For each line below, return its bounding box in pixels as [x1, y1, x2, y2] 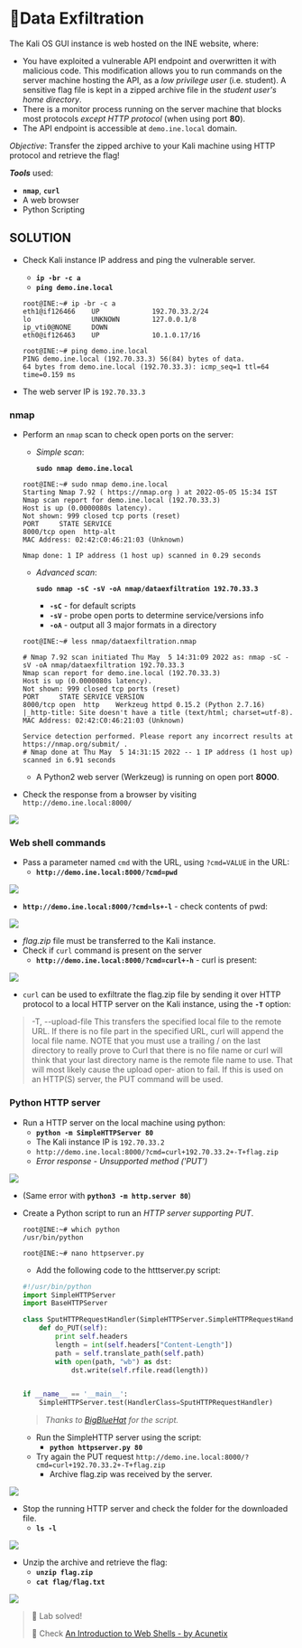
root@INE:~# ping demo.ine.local [22, 346, 149, 355]
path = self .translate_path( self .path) [55, 1349, 205, 1358]
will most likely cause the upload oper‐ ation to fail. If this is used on [31, 1064, 284, 1075]
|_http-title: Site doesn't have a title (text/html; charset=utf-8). [22, 709, 294, 718]
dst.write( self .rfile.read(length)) [70, 1365, 209, 1375]
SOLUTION [9, 231, 72, 246]
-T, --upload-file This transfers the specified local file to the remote [31, 1016, 282, 1027]
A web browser [22, 194, 79, 205]
